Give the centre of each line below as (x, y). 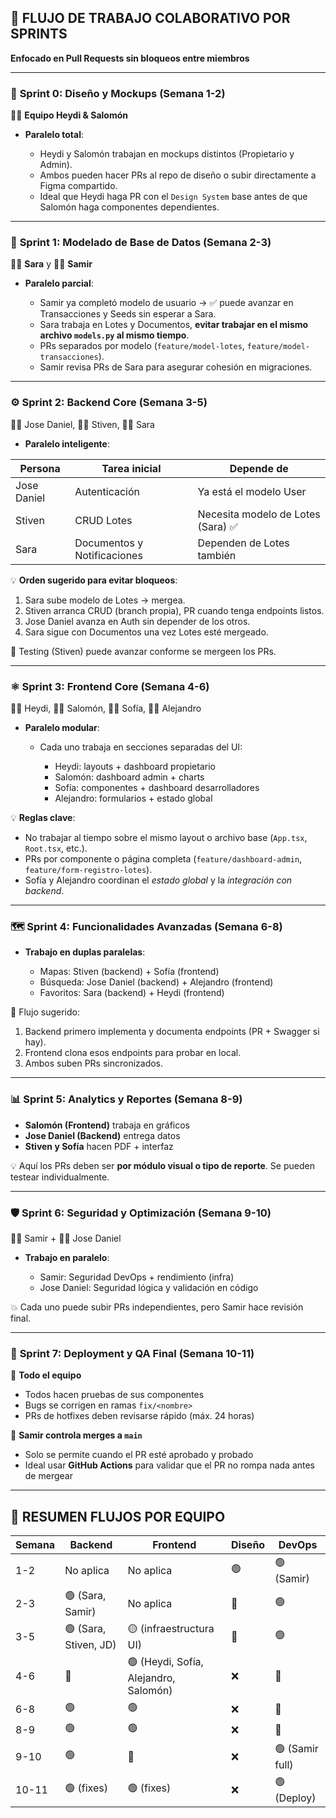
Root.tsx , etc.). (56, 848)
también (217, 555)
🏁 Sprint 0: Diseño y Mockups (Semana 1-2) (118, 93)
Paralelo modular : (62, 727)
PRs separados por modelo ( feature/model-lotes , (142, 346)
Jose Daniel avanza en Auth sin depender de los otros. (137, 621)
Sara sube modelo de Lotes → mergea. (105, 600)
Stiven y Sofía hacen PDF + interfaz (99, 1146)
